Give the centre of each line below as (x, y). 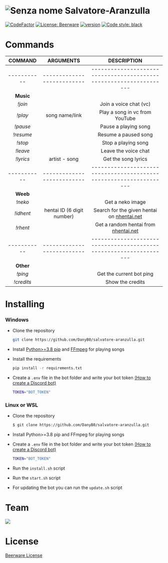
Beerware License (24, 555)
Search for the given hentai (125, 210)
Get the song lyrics (125, 159)
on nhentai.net (125, 216)
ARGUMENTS (64, 60)
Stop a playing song (125, 142)
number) (64, 216)
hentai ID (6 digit (64, 210)
